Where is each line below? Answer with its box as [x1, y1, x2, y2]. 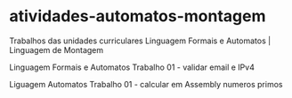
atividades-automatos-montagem [9, 6, 266, 26]
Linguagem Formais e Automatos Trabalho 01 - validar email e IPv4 [9, 62, 255, 72]
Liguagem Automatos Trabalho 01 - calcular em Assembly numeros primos [9, 79, 283, 89]
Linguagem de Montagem [9, 44, 104, 55]
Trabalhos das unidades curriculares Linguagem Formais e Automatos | [9, 35, 272, 46]
